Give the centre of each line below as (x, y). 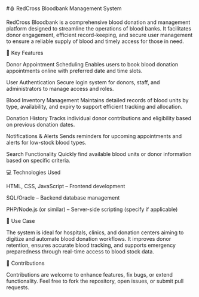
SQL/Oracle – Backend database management (63, 198)
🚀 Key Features (25, 53)
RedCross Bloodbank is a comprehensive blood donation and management (98, 22)
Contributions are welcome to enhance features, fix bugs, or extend (90, 275)
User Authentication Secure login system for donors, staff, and (83, 82)
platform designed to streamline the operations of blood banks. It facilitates (99, 28)
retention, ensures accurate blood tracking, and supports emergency (91, 245)
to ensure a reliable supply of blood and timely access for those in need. (95, 41)
